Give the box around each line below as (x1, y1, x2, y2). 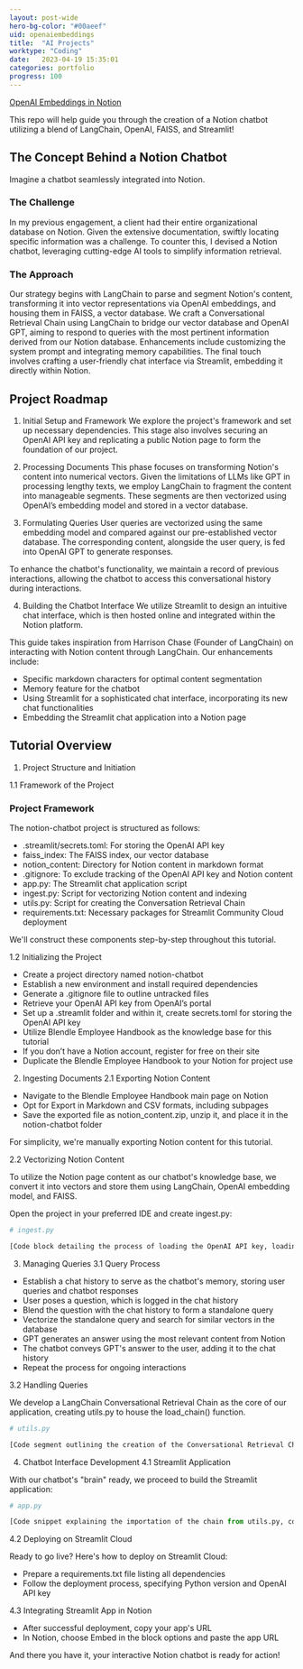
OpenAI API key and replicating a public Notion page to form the (22, 434, 262, 445)
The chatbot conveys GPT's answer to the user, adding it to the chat (22, 1342, 277, 1353)
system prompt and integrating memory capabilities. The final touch (9, 346, 262, 357)
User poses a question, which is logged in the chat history (22, 1295, 239, 1305)
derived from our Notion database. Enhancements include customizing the (9, 337, 286, 347)
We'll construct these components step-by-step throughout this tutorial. (9, 935, 277, 945)
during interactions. (9, 583, 82, 594)
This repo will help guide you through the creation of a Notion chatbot (9, 114, 269, 124)
